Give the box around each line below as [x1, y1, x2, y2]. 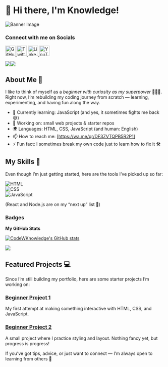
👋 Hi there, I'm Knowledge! [5, 5, 120, 16]
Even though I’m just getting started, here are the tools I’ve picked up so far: [5, 171, 163, 177]
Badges [5, 214, 24, 221]
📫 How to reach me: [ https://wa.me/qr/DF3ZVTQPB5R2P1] [12, 134, 135, 140]
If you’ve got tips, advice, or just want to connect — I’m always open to [5, 350, 153, 356]
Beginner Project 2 [5, 323, 52, 331]
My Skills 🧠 [5, 157, 40, 166]
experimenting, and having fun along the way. [5, 100, 100, 106]
